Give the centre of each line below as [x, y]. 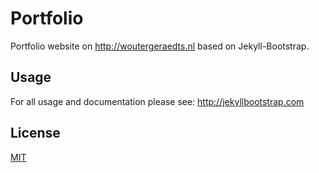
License [35, 133]
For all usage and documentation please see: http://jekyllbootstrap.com [157, 101]
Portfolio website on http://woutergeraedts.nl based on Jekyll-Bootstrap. [160, 46]
